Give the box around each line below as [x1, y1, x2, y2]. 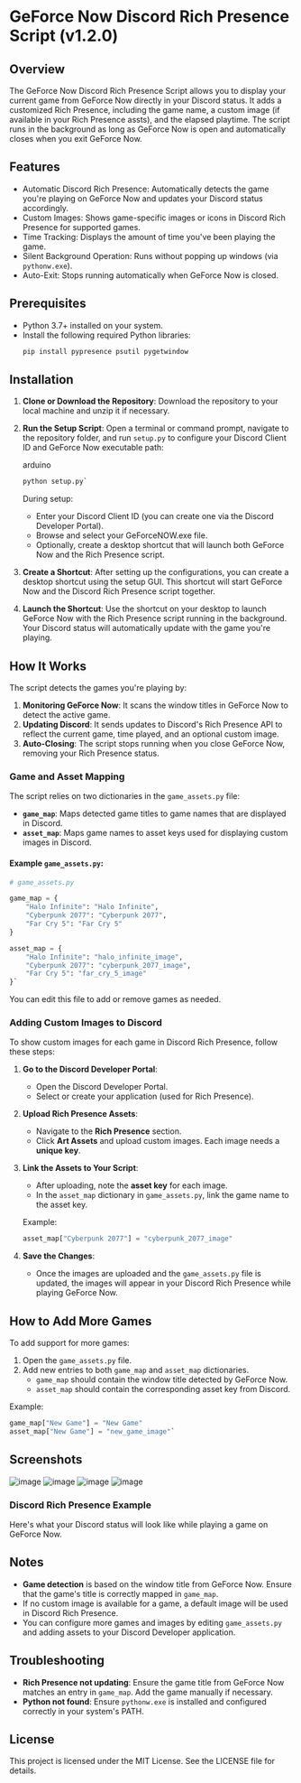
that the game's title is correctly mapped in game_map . [22, 1588, 219, 1599]
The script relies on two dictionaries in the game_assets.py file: [9, 791, 241, 802]
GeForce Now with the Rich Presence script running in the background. [22, 613, 287, 624]
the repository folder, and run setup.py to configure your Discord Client [22, 432, 287, 443]
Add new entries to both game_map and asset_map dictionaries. [22, 1365, 250, 1376]
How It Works [9, 658, 87, 673]
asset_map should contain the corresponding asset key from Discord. [35, 1384, 291, 1395]
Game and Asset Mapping [9, 770, 125, 783]
